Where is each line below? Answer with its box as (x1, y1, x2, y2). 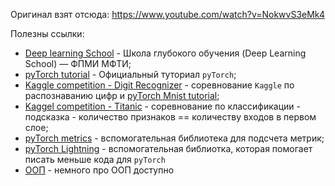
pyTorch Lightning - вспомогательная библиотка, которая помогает (24, 143, 313, 154)
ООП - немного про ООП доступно (24, 164, 175, 176)
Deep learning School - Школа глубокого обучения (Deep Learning (24, 47, 307, 59)
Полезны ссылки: (10, 28, 85, 39)
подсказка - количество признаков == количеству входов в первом (24, 111, 317, 123)
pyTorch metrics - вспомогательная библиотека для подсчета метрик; (24, 132, 325, 144)
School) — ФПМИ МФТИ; (24, 58, 132, 69)
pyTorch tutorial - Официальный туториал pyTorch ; (24, 69, 237, 80)
